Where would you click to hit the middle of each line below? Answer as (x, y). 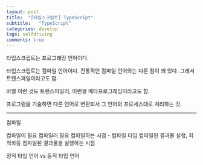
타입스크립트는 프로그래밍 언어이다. (47, 58)
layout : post (23, 12)
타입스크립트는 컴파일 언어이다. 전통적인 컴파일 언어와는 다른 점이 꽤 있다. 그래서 (101, 71)
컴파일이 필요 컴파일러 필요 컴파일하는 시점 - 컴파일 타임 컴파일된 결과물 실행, (97, 135)
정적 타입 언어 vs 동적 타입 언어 (43, 156)
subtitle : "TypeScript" (39, 23)
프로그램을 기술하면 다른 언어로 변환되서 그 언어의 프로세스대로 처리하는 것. (94, 104)
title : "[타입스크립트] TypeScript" (50, 18)
